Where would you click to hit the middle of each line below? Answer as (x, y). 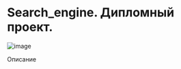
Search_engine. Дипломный (91, 13)
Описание (22, 59)
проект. (30, 27)
